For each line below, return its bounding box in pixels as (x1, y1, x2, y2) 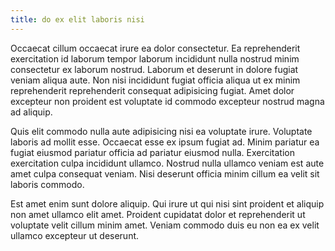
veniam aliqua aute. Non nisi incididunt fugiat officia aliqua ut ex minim (10, 74, 301, 86)
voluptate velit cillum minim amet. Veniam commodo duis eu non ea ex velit (10, 219, 320, 231)
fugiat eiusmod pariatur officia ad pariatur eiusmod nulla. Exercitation (10, 146, 295, 158)
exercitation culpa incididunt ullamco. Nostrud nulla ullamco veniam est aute (10, 157, 325, 169)
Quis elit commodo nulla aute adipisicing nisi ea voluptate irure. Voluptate (10, 125, 313, 137)
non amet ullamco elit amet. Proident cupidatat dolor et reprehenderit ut (10, 208, 306, 220)
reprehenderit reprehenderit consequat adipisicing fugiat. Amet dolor (10, 84, 295, 96)
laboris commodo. (10, 178, 85, 190)
